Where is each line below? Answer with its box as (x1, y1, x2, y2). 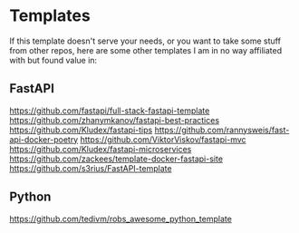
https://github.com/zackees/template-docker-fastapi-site (9, 153, 224, 164)
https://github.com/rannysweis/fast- (154, 124, 290, 135)
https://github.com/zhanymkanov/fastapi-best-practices (9, 114, 220, 125)
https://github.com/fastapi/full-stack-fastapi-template (9, 105, 210, 116)
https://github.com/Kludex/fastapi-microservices (9, 143, 192, 154)
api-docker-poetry (9, 133, 79, 145)
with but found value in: (9, 54, 98, 65)
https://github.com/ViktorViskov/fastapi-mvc (80, 133, 246, 145)
